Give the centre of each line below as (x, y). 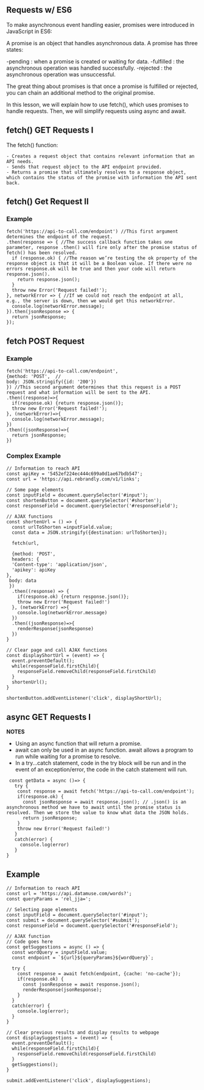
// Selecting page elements (42, 909)
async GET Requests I (49, 717)
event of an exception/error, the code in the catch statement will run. (101, 769)
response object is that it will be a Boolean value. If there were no (99, 264)
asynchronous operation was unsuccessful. (61, 74)
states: (15, 49)
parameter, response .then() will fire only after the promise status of (102, 248)
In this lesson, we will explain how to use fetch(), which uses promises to (97, 104)
